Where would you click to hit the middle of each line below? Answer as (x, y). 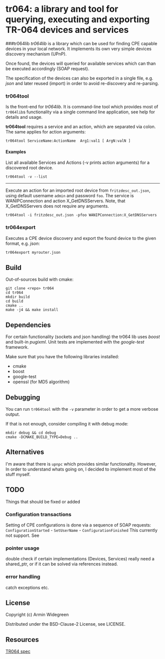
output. (13, 414)
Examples (16, 152)
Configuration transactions (38, 514)
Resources (22, 640)
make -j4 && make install (32, 310)
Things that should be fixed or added (43, 501)
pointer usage (23, 548)
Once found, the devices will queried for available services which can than (81, 63)
